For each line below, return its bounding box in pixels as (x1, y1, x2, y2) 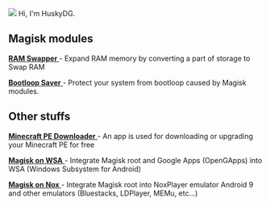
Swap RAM (8, 61, 46, 72)
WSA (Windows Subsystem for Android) (8, 164, 142, 174)
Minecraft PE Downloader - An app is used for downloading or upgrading (8, 131, 254, 141)
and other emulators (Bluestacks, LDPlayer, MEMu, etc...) (8, 188, 198, 198)
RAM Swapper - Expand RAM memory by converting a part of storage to (8, 53, 251, 63)
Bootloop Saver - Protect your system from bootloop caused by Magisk (8, 78, 247, 87)
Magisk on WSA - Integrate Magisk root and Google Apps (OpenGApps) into (8, 155, 263, 165)
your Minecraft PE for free (8, 140, 95, 149)
